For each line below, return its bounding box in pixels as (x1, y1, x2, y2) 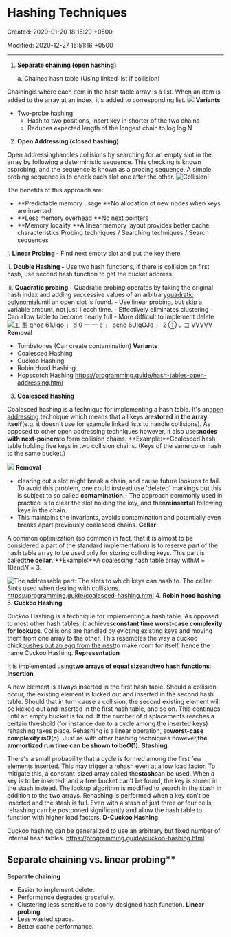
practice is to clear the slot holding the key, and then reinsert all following (16, 498, 223, 507)
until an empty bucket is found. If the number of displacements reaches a (7, 712, 215, 720)
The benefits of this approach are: (7, 185, 104, 194)
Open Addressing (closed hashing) (16, 137, 119, 145)
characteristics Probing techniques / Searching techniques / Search (16, 228, 210, 236)
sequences (16, 236, 49, 244)
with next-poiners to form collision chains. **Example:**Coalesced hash (7, 434, 216, 443)
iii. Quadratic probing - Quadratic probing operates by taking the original (7, 283, 214, 291)
